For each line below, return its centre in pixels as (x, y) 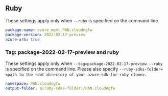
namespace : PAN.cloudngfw (33, 83)
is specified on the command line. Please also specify (62, 69)
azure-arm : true (22, 39)
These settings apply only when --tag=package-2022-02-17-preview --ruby (84, 63)
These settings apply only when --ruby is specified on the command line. (82, 20)
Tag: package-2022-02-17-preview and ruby (62, 52)
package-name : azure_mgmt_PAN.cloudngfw (49, 30)
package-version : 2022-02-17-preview (45, 35)
